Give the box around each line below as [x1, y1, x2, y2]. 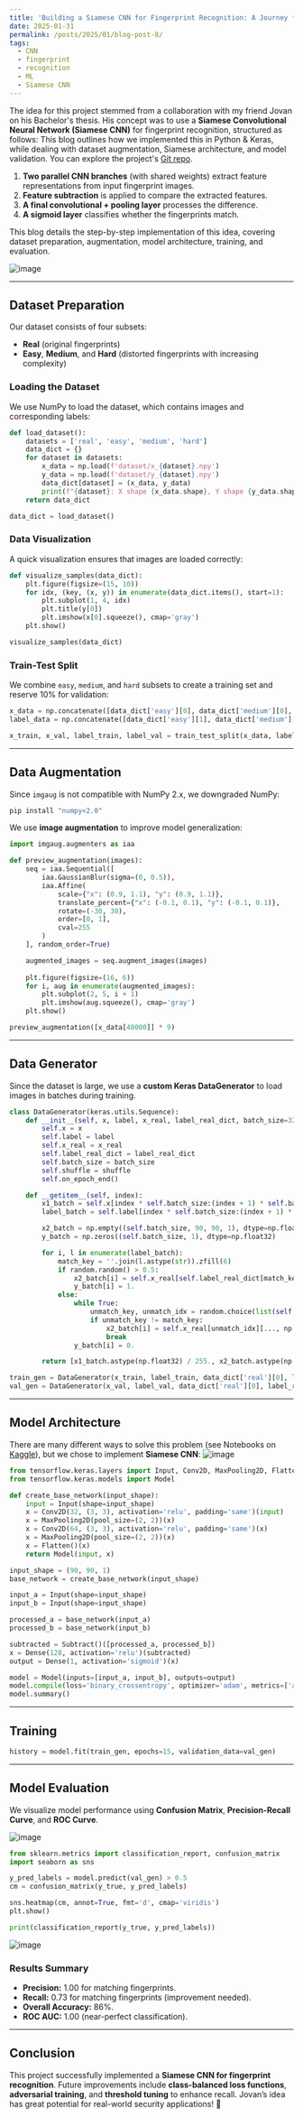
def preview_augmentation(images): [9, 856, 143, 865]
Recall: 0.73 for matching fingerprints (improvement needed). [22, 1992, 252, 2003]
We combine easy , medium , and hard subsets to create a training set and [9, 680, 273, 690]
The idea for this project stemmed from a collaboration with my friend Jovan [9, 105, 293, 116]
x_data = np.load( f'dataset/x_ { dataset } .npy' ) [41, 462, 220, 471]
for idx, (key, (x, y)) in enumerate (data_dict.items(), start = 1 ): [25, 587, 284, 597]
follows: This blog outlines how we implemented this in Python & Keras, [9, 134, 274, 144]
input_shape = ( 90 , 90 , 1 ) [9, 1566, 111, 1575]
